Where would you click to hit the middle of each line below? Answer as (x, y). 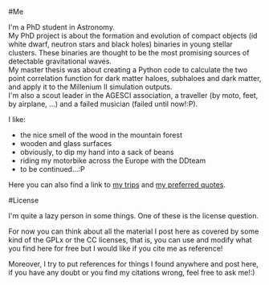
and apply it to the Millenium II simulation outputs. (90, 87)
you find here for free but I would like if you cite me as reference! (116, 248)
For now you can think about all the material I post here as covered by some (134, 231)
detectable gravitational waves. (60, 61)
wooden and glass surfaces (66, 143)
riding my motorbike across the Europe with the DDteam (113, 161)
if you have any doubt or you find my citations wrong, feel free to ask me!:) (132, 273)
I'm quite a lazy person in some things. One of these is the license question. (134, 216)
